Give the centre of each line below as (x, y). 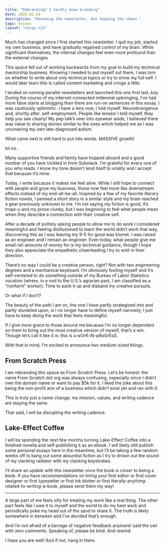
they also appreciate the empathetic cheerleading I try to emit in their (75, 250)
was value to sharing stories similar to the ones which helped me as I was (79, 124)
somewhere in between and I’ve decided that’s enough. (61, 516)
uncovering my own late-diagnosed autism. (49, 129)
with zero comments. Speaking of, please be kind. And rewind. (68, 531)
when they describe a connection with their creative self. (63, 214)
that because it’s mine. (28, 173)
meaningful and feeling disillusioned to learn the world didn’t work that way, (82, 229)
